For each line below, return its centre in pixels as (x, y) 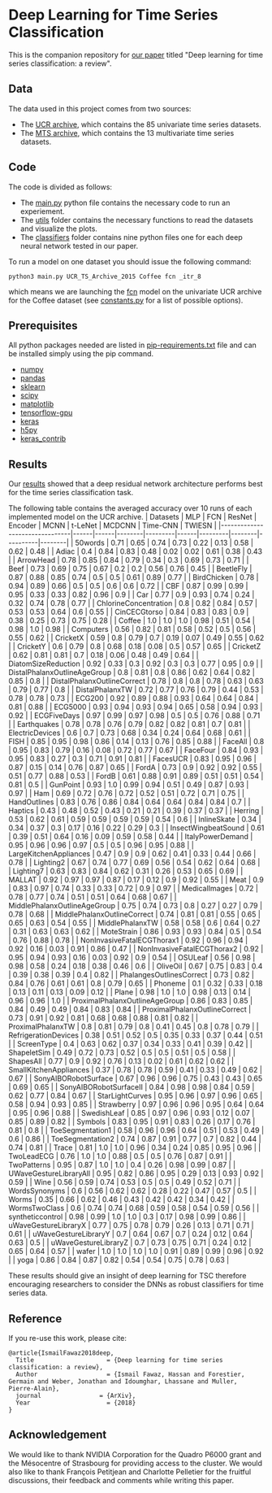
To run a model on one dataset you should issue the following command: (130, 261)
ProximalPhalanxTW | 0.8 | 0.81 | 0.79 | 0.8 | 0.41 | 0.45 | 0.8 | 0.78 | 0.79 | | (134, 1027)
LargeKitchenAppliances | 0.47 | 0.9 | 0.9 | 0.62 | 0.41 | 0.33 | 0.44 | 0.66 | (132, 854)
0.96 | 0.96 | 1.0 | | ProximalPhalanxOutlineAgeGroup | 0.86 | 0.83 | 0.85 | (131, 1001)
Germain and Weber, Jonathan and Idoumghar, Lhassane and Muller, (123, 1382)
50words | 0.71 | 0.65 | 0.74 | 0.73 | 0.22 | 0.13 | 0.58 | (164, 543)
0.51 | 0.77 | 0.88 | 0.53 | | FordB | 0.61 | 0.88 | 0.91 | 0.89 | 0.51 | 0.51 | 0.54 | (136, 776)
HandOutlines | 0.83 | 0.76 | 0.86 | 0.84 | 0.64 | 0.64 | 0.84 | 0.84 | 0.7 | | (130, 802)
